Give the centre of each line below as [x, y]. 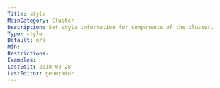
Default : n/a [27, 40]
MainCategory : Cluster [41, 21]
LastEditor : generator [41, 73]
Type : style [25, 34]
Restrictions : [28, 54]
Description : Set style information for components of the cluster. [111, 27]
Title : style [27, 14]
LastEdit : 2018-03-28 [39, 67]
